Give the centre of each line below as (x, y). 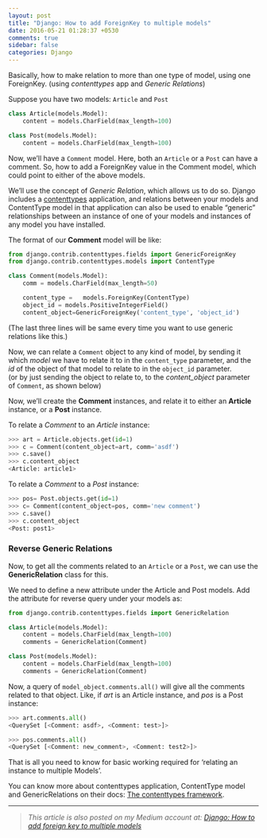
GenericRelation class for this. (58, 575)
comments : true (33, 38)
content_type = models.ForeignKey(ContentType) (106, 298)
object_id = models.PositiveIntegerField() (96, 305)
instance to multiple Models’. (55, 771)
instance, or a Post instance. (55, 409)
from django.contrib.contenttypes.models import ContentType (112, 262)
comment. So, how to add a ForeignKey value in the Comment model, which (132, 166)
